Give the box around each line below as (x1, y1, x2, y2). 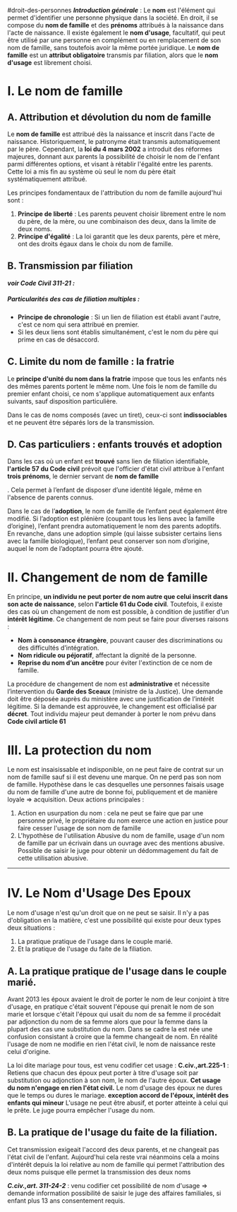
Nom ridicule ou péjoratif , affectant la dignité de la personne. (17, 651, 197, 660)
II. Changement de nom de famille (7, 569, 208, 585)
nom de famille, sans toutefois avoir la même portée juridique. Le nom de (7, 44, 220, 51)
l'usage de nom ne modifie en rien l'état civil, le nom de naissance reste (7, 1040, 216, 1048)
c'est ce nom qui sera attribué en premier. (17, 320, 140, 329)
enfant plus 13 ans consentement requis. (7, 1196, 126, 1205)
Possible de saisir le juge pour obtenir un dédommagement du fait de (17, 847, 219, 855)
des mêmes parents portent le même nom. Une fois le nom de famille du (7, 382, 217, 390)
